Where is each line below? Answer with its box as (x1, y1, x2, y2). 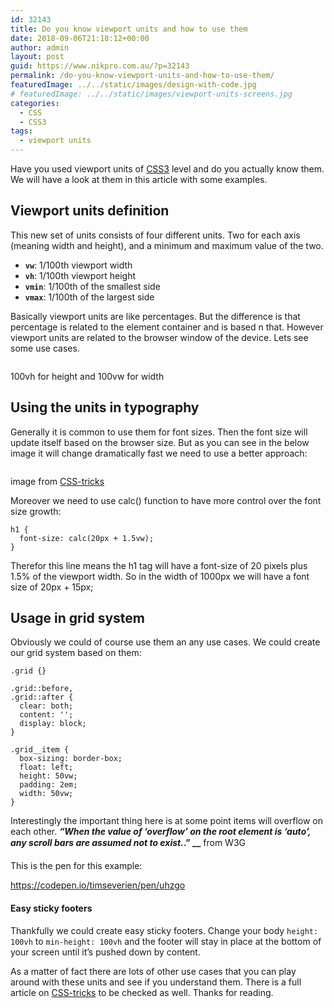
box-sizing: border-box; (19, 754, 123, 764)
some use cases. (10, 342, 80, 354)
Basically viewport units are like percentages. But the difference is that (10, 310, 301, 322)
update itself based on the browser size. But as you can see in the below (10, 436, 310, 448)
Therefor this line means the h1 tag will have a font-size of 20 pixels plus (10, 559, 308, 571)
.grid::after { (10, 692, 74, 703)
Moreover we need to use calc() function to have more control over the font (10, 494, 322, 506)
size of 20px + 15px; (10, 581, 94, 593)
